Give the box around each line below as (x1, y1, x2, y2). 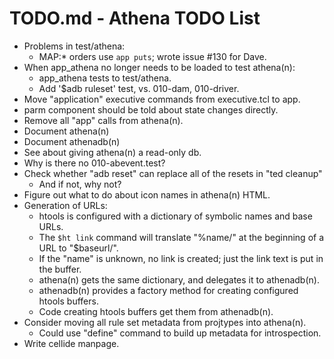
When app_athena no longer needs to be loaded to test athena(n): (23, 61, 296, 73)
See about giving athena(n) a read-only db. (23, 146, 202, 158)
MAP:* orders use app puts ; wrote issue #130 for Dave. (38, 50, 267, 62)
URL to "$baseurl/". (38, 242, 119, 254)
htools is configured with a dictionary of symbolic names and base (38, 210, 313, 222)
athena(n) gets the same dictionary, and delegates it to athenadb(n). (38, 273, 320, 286)
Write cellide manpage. (23, 337, 120, 349)
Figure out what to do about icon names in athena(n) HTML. (23, 188, 271, 201)
